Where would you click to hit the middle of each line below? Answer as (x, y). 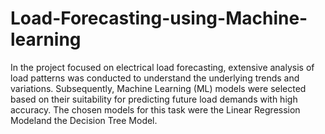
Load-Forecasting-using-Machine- (159, 18)
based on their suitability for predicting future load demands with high (154, 99)
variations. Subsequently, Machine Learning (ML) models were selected (158, 88)
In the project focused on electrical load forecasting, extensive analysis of (162, 67)
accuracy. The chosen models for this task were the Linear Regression (155, 109)
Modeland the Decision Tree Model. (84, 120)
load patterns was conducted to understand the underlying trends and (155, 78)
